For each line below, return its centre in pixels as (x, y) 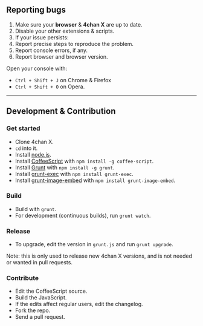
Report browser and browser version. (61, 56)
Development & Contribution (61, 111)
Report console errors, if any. (51, 50)
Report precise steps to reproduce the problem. (74, 44)
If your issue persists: (42, 37)
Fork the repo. (33, 310)
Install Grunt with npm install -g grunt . (65, 167)
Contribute (23, 278)
